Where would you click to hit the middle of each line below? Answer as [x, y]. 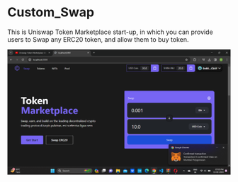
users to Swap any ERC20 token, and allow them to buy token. [98, 39]
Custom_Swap [51, 12]
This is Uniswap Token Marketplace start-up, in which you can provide [110, 32]
